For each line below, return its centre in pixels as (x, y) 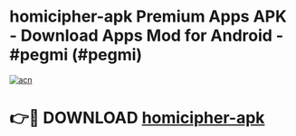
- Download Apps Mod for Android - (147, 36)
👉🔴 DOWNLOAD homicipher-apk (137, 118)
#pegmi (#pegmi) (76, 55)
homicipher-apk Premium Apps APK (148, 17)
